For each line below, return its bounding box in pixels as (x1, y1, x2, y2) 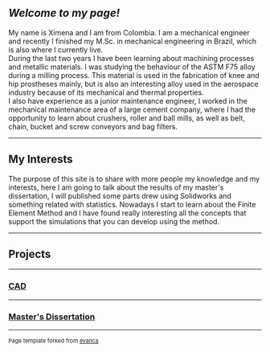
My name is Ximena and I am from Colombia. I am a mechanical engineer (8, 27, 251, 37)
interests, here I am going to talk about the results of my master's (8, 182, 224, 192)
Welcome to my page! (8, 6, 121, 20)
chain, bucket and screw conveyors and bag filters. (8, 121, 178, 131)
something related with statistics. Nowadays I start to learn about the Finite (8, 199, 256, 209)
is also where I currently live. (8, 44, 104, 55)
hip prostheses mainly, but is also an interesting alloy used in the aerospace (8, 79, 259, 88)
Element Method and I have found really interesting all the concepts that (8, 208, 247, 218)
